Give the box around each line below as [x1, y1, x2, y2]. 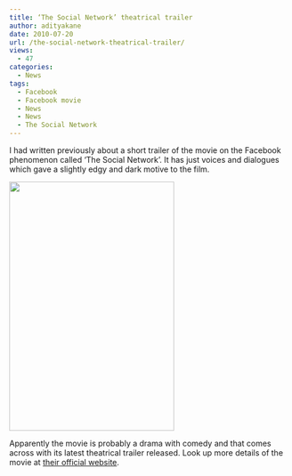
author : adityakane [9, 21, 82, 30]
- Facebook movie [17, 95, 82, 105]
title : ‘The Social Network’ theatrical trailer [9, 12, 193, 22]
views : [9, 46, 34, 55]
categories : [9, 63, 53, 72]
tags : [9, 79, 29, 88]
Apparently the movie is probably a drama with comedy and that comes [9, 438, 272, 448]
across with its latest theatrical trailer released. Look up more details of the [9, 448, 283, 458]
